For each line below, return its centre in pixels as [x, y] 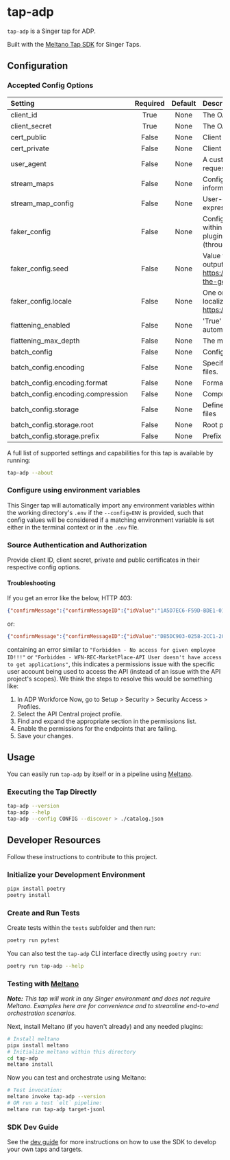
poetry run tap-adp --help [46, 966]
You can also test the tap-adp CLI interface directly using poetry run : [104, 953]
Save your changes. [45, 736]
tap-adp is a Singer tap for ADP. [51, 31]
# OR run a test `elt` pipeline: [55, 1103]
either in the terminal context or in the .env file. [73, 527]
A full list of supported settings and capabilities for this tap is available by [110, 453]
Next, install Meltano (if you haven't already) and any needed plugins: [105, 1026]
